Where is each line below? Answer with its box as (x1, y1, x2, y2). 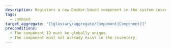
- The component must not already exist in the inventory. (10, 35, 138, 40)
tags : (5, 12, 17, 17)
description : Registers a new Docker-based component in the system (5, 7, 154, 12)
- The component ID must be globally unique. (10, 30, 108, 35)
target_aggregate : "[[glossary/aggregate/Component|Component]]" (5, 21, 147, 26)
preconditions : (5, 26, 38, 31)
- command (10, 16, 31, 21)
